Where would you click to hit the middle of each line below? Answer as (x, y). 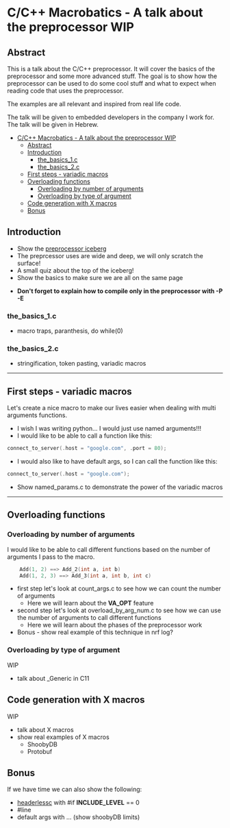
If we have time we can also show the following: (75, 790)
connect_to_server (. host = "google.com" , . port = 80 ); (87, 449)
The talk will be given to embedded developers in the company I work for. (111, 117)
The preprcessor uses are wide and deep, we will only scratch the (110, 255)
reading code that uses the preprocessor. (65, 91)
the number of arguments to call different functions (89, 618)
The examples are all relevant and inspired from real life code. (94, 104)
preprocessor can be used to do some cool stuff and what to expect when (112, 83)
